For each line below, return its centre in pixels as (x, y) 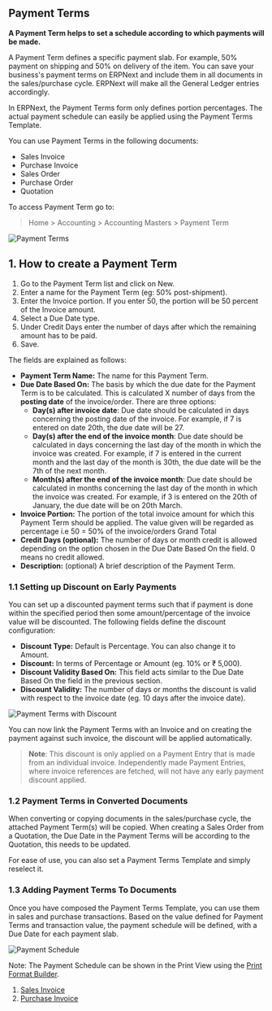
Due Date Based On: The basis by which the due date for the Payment (138, 384)
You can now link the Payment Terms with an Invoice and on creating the (130, 729)
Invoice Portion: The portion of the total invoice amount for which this (137, 514)
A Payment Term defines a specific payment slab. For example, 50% (123, 57)
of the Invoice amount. (58, 309)
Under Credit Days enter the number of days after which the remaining (138, 327)
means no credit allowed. (62, 557)
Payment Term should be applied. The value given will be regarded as (137, 522)
